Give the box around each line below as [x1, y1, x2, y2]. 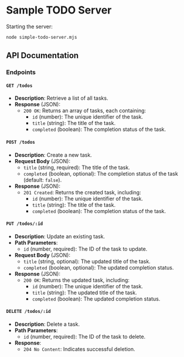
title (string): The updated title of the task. [32, 289, 137, 296]
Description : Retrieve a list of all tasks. [14, 95, 108, 102]
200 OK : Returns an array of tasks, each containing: [23, 107, 146, 114]
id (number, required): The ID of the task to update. [23, 245, 148, 252]
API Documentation [6, 50, 79, 60]
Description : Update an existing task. [14, 233, 105, 240]
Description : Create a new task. [14, 151, 92, 159]
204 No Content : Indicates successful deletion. [23, 345, 136, 352]
